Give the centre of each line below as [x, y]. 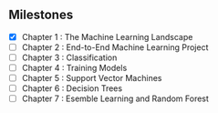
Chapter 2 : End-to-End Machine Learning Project [115, 47]
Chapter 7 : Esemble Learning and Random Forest [115, 98]
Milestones [41, 15]
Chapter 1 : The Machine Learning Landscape [107, 36]
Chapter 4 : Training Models [74, 68]
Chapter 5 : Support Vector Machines [92, 78]
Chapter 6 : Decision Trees [72, 88]
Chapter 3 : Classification [69, 57]
